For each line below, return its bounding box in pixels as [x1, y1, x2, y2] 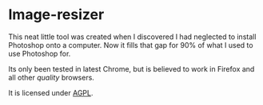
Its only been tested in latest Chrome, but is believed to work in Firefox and [8, 64, 255, 73]
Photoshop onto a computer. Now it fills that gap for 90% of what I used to [8, 40, 253, 49]
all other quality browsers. [8, 72, 94, 82]
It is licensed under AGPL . [8, 87, 94, 97]
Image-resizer [8, 6, 105, 24]
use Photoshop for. [8, 49, 71, 58]
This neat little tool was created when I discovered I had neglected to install [8, 32, 257, 41]
